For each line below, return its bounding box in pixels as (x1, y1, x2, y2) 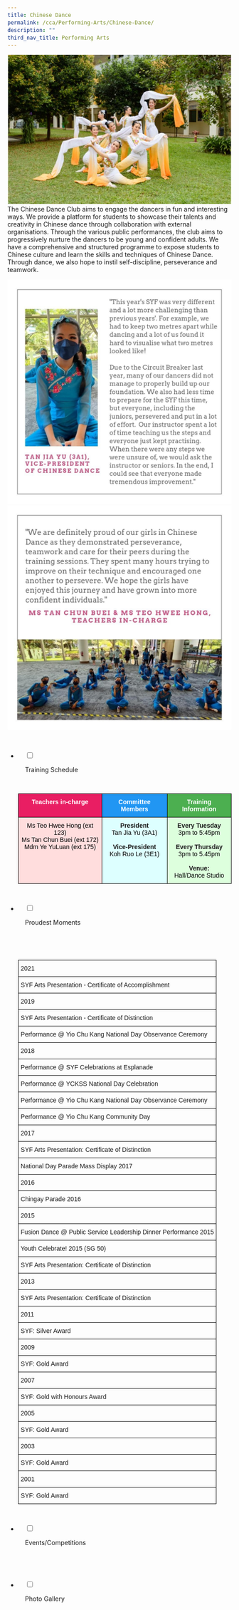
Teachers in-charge (31, 798, 89, 806)
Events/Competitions (24, 1539, 87, 1547)
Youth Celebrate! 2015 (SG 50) (20, 1245, 107, 1253)
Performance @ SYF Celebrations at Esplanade (20, 1064, 154, 1071)
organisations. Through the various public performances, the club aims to (7, 228, 223, 237)
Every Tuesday (177, 821, 222, 830)
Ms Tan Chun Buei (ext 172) (21, 836, 100, 844)
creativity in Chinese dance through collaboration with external (7, 220, 192, 229)
